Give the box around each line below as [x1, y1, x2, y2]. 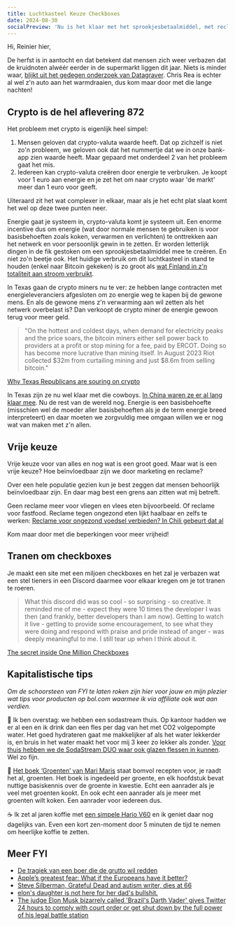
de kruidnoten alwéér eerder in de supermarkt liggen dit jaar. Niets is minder [7, 64, 227, 72]
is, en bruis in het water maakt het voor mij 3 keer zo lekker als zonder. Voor [7, 738, 226, 746]
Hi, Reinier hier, [7, 43, 51, 51]
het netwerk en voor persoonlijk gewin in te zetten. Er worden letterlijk [7, 240, 209, 249]
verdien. [7, 702, 31, 710]
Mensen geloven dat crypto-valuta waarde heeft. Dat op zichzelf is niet [17, 138, 222, 147]
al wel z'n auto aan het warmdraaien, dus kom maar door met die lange [7, 78, 212, 87]
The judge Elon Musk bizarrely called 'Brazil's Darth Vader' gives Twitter [17, 896, 226, 904]
